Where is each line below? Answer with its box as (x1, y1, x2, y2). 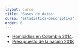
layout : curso (5, 7, 34, 12)
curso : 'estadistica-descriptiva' (5, 16, 75, 21)
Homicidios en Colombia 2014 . (12, 34, 73, 39)
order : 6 (5, 20, 23, 25)
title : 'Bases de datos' (5, 12, 55, 16)
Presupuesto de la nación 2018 (12, 39, 74, 45)
